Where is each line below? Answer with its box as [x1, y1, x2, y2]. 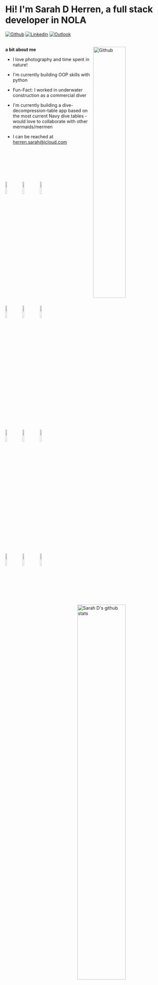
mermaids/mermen [12, 124, 53, 130]
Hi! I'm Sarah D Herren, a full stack [5, 4, 153, 15]
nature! [12, 62, 28, 68]
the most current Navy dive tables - [12, 113, 87, 119]
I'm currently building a [12, 102, 61, 108]
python [12, 77, 28, 83]
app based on [58, 107, 88, 113]
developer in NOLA [5, 14, 87, 26]
